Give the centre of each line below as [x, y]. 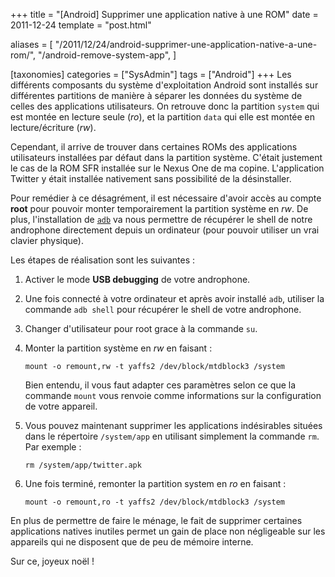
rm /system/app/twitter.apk [83, 465]
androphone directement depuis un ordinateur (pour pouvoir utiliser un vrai [165, 230]
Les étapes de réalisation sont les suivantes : [103, 260]
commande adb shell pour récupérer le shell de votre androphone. [163, 309]
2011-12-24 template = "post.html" [81, 25]
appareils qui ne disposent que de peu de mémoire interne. [132, 542]
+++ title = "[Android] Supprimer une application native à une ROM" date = [164, 14]
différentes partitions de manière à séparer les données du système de [156, 95]
